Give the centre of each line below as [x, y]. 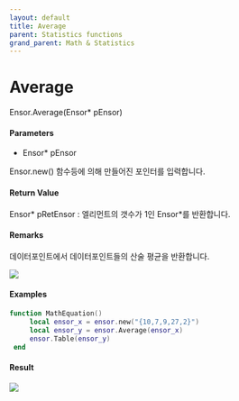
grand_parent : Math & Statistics [72, 43]
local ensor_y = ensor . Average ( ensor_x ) [106, 330]
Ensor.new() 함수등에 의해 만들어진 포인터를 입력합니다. [107, 171]
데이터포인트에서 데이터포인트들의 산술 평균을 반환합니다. [110, 256]
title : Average [38, 26]
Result [22, 367]
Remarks [27, 235]
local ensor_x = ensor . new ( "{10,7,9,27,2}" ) [115, 322]
